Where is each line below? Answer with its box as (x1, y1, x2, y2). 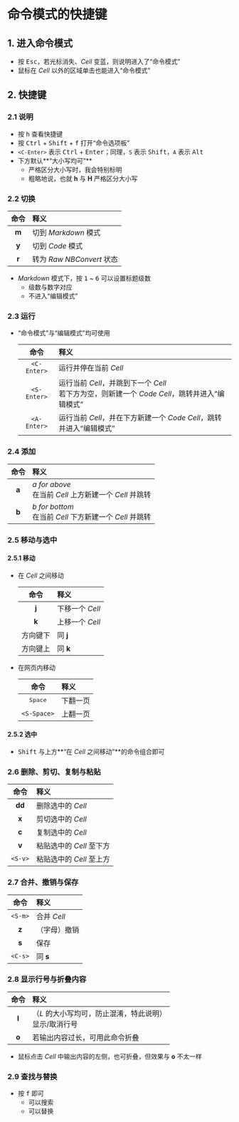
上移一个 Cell (56, 617, 101, 626)
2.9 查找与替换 (7, 1071, 58, 1081)
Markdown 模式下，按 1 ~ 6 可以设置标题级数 (17, 273, 152, 282)
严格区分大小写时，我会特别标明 (28, 165, 122, 174)
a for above (32, 479, 71, 489)
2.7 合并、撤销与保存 (7, 877, 79, 887)
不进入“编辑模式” (28, 291, 78, 300)
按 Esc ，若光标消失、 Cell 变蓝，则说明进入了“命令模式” (17, 58, 181, 65)
